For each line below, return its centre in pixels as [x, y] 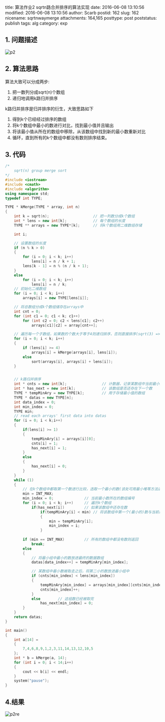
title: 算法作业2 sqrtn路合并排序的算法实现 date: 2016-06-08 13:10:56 [75, 7]
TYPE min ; [24, 411]
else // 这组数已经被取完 [63, 599]
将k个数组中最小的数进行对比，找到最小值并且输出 [63, 125]
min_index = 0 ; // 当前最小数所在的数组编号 [79, 499]
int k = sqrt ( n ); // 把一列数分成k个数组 [74, 216]
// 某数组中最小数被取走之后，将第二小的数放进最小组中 [80, 571]
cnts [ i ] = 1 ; [44, 443]
